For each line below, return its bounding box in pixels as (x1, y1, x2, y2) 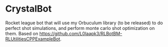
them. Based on (5, 30, 39, 36)
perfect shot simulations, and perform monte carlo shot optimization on (5, 25, 155, 31)
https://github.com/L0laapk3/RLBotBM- (39, 30, 123, 36)
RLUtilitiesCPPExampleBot (5, 36, 61, 42)
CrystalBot (5, 3, 52, 15)
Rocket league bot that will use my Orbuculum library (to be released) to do (5, 20, 163, 26)
